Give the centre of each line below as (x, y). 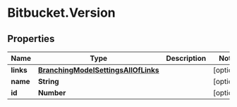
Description (186, 58)
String (48, 81)
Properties (31, 39)
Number (52, 93)
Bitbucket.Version (62, 13)
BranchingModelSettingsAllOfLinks (99, 70)
